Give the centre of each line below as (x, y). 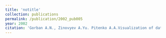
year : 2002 (16, 23)
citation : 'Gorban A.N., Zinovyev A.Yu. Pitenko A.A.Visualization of (79, 28)
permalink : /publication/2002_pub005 (44, 19)
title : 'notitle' (23, 10)
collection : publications (32, 14)
